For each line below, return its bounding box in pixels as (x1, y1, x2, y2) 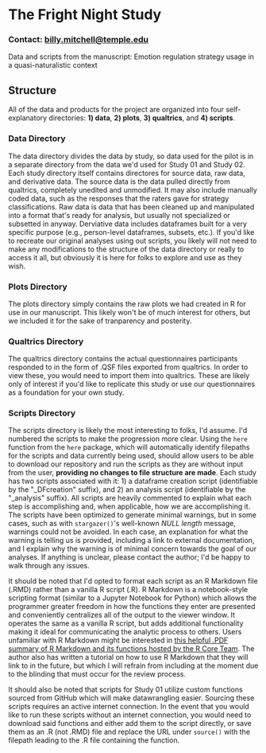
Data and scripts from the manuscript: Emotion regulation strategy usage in (8, 52, 254, 61)
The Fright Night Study (8, 6, 162, 24)
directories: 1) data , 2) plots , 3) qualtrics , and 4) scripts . (48, 113, 236, 123)
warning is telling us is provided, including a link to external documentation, (8, 536, 255, 545)
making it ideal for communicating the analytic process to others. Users (8, 627, 242, 637)
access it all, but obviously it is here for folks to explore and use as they (8, 252, 242, 262)
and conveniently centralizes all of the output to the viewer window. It (8, 611, 236, 620)
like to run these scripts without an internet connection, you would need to (8, 710, 252, 720)
